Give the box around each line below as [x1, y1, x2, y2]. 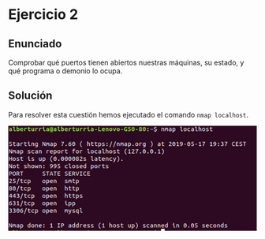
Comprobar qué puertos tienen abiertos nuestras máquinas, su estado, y [8, 58, 244, 67]
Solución [8, 89, 53, 103]
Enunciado [8, 37, 62, 50]
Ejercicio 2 [8, 6, 79, 24]
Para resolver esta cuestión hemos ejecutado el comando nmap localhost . [8, 110, 248, 119]
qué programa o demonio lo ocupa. [8, 66, 123, 76]
